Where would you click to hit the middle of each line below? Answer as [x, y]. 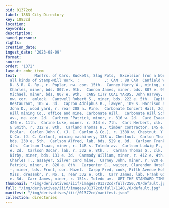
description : [19, 33]
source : [13, 62]
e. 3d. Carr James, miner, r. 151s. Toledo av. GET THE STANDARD [82, 179]
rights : [13, 43]
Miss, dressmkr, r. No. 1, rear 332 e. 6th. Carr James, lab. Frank [84, 174]
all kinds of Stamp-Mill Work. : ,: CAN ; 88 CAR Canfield [85, 80]
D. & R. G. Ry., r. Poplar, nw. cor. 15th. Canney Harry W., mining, [85, 85]
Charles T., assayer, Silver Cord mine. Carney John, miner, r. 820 [84, 160]
